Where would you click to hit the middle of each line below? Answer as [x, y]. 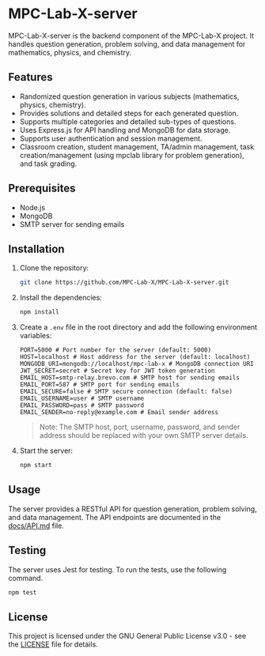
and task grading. [48, 164]
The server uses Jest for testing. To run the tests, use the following [117, 569]
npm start [36, 466]
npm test [23, 592]
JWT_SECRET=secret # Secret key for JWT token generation [117, 371]
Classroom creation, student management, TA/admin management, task [137, 146]
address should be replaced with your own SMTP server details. [144, 435]
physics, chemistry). [53, 104]
